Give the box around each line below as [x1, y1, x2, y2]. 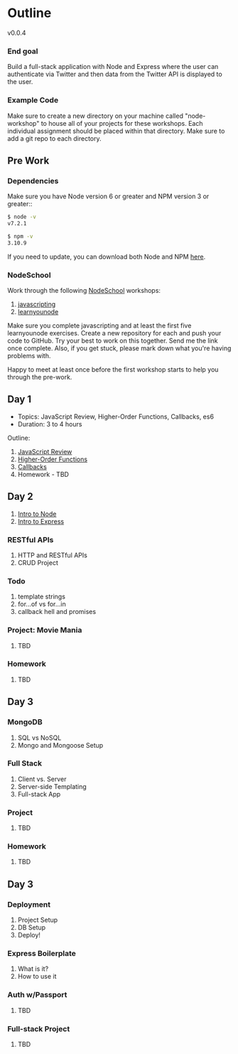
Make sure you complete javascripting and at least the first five [7, 321, 192, 330]
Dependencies [7, 176, 59, 185]
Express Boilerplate [7, 949, 77, 959]
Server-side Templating [17, 782, 87, 790]
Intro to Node [17, 510, 57, 518]
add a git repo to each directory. [7, 134, 102, 143]
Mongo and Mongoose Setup [17, 741, 104, 749]
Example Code [7, 95, 59, 105]
